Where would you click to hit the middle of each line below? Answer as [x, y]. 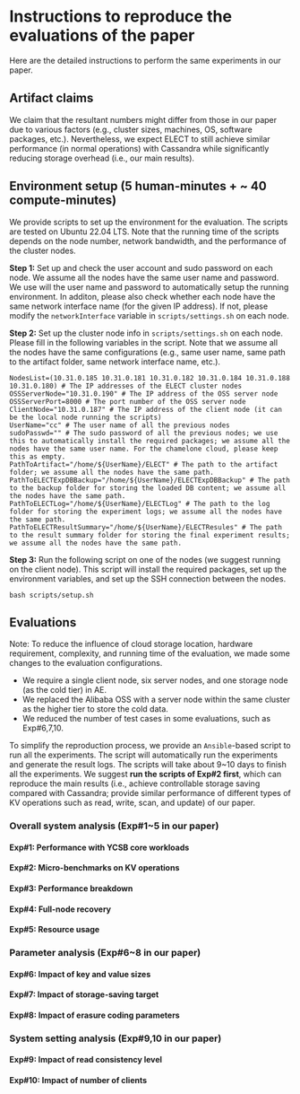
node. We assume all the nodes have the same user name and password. [144, 277]
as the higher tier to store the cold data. [95, 709]
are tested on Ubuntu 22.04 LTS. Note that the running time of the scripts [144, 232]
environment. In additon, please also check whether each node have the [142, 296]
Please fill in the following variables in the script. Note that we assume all [144, 342]
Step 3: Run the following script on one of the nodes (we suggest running [145, 559]
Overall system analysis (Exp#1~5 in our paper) [114, 826]
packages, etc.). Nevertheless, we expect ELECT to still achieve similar [140, 139]
